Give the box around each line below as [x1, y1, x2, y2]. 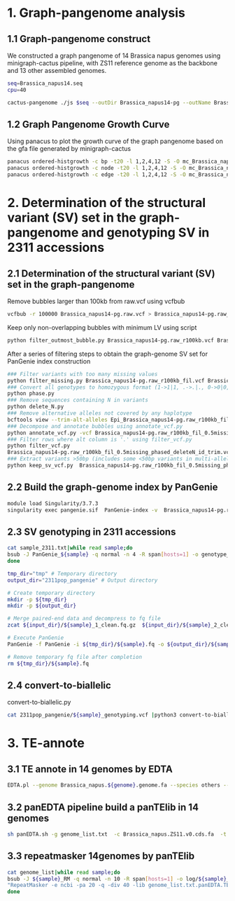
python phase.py [7, 390, 55, 397]
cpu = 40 [7, 86, 27, 93]
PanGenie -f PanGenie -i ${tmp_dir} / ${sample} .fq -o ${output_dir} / [7, 641, 211, 648]
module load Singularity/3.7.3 [7, 500, 99, 507]
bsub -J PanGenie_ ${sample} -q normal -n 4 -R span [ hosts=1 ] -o [7, 551, 199, 559]
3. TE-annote [7, 735, 85, 752]
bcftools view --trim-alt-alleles [7, 416, 108, 423]
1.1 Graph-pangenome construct [7, 33, 151, 45]
